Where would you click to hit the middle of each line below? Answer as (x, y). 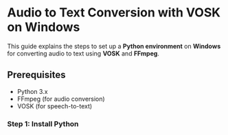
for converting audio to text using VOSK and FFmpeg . (83, 53)
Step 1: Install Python (43, 123)
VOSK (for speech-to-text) (55, 106)
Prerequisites (36, 75)
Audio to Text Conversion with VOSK (114, 13)
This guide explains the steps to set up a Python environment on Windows (114, 46)
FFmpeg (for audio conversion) (61, 99)
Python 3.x (32, 91)
